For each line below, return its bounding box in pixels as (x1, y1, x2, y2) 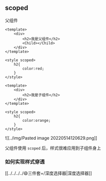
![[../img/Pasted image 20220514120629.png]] (5, 135, 98, 141)
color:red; (22, 66, 45, 71)
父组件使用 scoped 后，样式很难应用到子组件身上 (5, 145, 101, 151)
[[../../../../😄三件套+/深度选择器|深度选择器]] (5, 170, 92, 176)
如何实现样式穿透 (5, 158, 45, 165)
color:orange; (22, 118, 51, 123)
